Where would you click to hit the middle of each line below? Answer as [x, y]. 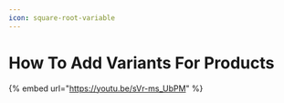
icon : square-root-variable [62, 18]
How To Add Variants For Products [142, 62]
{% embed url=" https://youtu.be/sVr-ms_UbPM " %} [106, 88]
